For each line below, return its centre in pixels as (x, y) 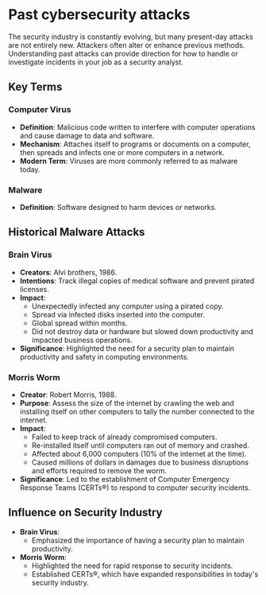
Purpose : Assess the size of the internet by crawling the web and (127, 402)
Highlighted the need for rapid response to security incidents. (132, 566)
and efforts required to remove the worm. (99, 470)
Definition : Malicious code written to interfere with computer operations (137, 127)
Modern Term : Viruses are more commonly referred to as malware (129, 161)
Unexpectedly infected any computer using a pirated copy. (127, 306)
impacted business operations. (82, 340)
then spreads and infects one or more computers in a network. (122, 152)
